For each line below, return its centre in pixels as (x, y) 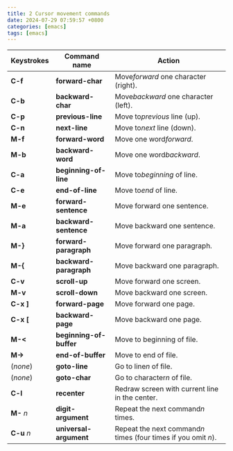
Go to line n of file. (144, 366)
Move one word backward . (157, 155)
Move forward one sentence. (162, 206)
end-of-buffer (80, 355)
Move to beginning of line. (156, 175)
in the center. (136, 398)
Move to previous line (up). (157, 117)
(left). (124, 105)
